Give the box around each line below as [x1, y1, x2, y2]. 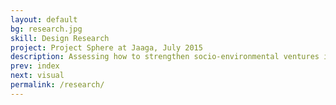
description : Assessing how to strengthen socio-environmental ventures [10, 52, 320, 62]
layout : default [10, 14, 78, 25]
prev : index [10, 61, 60, 71]
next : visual [10, 71, 65, 81]
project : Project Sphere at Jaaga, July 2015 [10, 42, 203, 53]
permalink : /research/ [10, 80, 105, 90]
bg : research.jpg [10, 24, 83, 34]
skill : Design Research [10, 33, 110, 43]
